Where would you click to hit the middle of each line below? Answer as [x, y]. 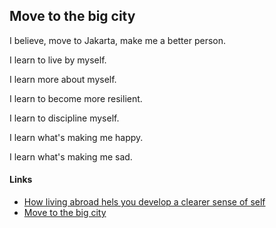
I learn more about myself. [63, 79]
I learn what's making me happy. [76, 137]
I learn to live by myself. [58, 60]
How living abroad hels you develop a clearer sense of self [144, 202]
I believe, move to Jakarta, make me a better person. [118, 40]
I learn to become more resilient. [76, 98]
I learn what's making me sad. [71, 156]
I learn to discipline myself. [64, 118]
